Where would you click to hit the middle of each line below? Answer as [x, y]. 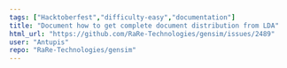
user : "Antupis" [39, 42]
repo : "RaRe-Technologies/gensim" [73, 50]
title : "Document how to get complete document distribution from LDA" [144, 26]
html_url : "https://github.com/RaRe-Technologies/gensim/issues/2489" [142, 34]
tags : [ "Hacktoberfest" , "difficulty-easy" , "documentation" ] [123, 17]
